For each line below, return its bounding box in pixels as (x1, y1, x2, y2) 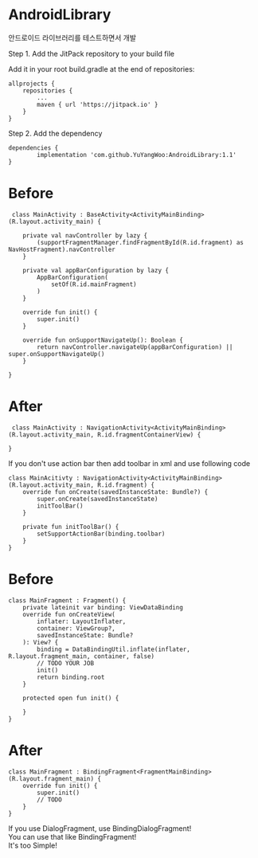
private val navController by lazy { (22, 231, 148, 240)
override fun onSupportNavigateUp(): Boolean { (22, 336, 183, 344)
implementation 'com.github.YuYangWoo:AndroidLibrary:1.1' (37, 151, 237, 159)
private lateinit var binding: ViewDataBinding (22, 603, 183, 611)
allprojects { (8, 80, 56, 88)
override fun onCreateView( (22, 610, 115, 618)
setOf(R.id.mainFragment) (50, 280, 137, 288)
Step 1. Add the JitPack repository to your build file (8, 49, 175, 58)
